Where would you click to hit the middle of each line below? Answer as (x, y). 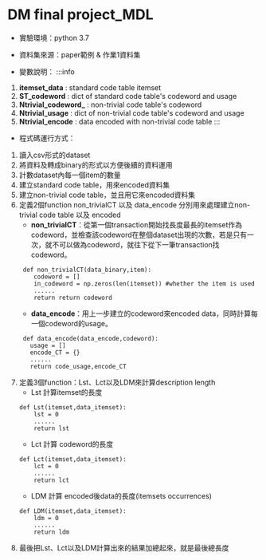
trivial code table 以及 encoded (70, 215)
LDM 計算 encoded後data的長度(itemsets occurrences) (121, 495)
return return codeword (73, 298)
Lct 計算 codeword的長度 (72, 444)
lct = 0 (46, 466)
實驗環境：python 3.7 (54, 37)
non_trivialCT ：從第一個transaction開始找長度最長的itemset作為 (137, 224)
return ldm (52, 532)
